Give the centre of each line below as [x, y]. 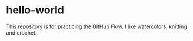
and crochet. [21, 32]
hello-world [35, 10]
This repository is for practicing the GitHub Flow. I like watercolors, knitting [96, 26]
